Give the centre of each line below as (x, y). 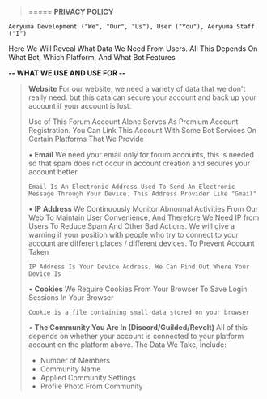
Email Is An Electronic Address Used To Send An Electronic (131, 187)
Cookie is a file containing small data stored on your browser (139, 312)
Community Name (70, 369)
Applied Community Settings (88, 378)
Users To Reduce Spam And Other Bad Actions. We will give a (131, 226)
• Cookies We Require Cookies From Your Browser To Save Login (138, 289)
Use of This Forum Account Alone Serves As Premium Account (133, 122)
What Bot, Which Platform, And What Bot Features (92, 57)
